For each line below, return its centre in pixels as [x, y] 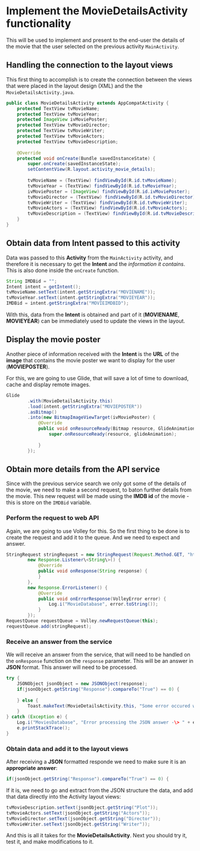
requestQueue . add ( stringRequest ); [49, 626]
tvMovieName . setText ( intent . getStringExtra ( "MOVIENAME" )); [81, 292]
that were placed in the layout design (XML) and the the [74, 86]
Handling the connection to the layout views [90, 65]
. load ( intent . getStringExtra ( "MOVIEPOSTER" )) [85, 406]
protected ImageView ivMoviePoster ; [62, 120]
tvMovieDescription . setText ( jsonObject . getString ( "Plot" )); [82, 808]
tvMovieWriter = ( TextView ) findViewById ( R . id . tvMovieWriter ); [107, 203]
